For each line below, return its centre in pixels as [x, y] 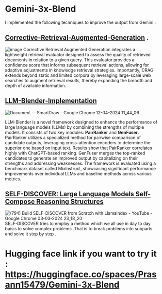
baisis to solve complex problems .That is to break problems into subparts [79, 229]
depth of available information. [36, 86]
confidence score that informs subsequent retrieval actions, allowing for [77, 65]
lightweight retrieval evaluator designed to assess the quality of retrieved [78, 54]
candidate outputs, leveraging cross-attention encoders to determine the [78, 142]
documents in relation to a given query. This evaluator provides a [70, 60]
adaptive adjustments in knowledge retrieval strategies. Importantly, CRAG [79, 70]
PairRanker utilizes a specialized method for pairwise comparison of [73, 138]
